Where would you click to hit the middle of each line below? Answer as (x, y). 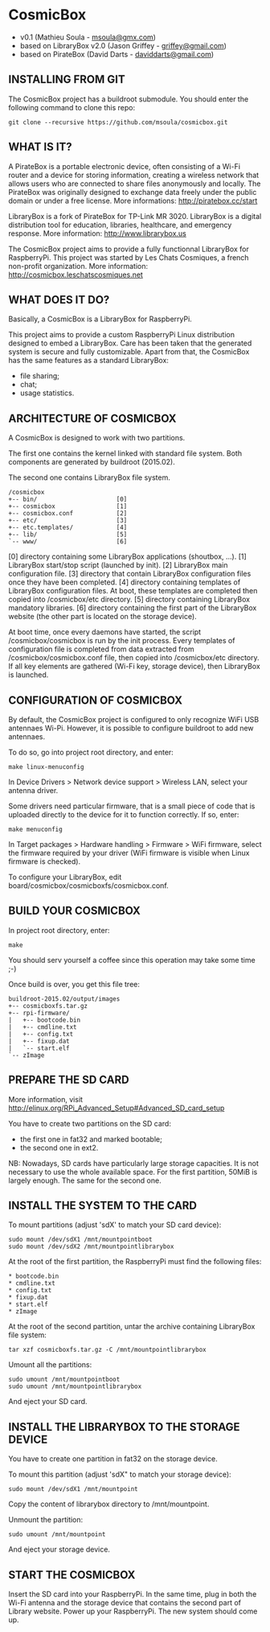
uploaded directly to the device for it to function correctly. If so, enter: (124, 814)
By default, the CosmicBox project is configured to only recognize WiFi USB (134, 719)
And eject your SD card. (48, 1402)
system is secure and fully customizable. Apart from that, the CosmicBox (129, 352)
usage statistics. (47, 393)
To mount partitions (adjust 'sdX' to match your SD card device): (115, 1225)
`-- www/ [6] (68, 542)
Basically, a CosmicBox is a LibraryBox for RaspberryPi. (100, 319)
